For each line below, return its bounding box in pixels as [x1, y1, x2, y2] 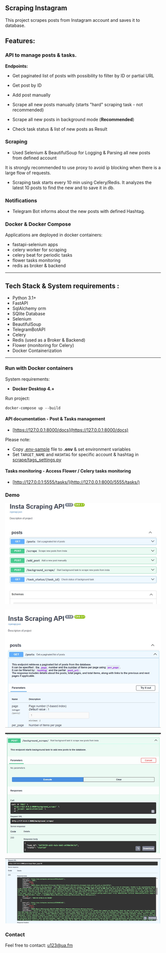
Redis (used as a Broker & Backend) [12, 337, 85, 343]
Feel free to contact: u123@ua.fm [5, 943, 73, 949]
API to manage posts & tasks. [5, 52, 77, 59]
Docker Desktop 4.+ [12, 386, 55, 392]
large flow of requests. [5, 170, 51, 176]
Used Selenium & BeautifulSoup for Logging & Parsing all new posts [12, 149, 151, 155]
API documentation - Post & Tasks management [5, 416, 105, 422]
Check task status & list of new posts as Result [12, 126, 108, 132]
